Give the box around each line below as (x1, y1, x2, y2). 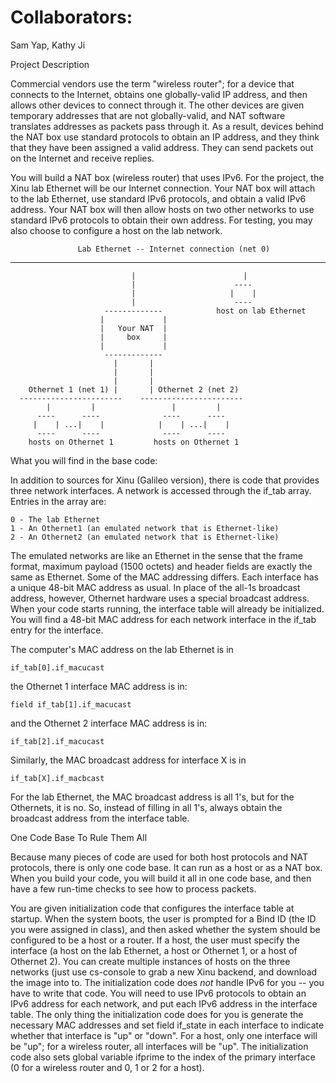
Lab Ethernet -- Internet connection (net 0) (77, 244, 271, 254)
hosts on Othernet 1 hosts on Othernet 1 (28, 437, 240, 447)
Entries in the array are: (10, 495, 107, 507)
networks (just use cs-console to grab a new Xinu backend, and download (10, 966, 318, 978)
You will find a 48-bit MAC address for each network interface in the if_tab (10, 613, 317, 625)
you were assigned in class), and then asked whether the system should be (10, 923, 321, 935)
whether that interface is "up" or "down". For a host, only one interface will (10, 1029, 318, 1041)
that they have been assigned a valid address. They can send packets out (10, 141, 314, 153)
